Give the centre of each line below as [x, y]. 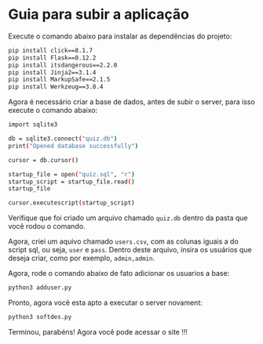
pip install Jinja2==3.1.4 [52, 72]
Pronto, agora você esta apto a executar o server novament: [105, 302]
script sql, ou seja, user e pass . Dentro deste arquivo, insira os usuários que [130, 250]
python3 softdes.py [40, 317]
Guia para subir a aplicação [99, 14]
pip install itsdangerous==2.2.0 [63, 65]
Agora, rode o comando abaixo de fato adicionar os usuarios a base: [119, 273]
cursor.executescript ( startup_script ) [71, 203]
